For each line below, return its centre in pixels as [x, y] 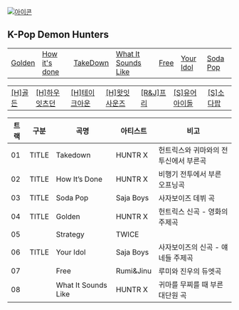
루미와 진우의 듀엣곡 [190, 271]
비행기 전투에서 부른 [190, 174]
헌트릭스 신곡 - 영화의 [193, 212]
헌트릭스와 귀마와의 [189, 150]
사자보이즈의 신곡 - [189, 247]
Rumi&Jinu [133, 271]
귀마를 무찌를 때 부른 [191, 284]
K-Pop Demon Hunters [58, 35]
